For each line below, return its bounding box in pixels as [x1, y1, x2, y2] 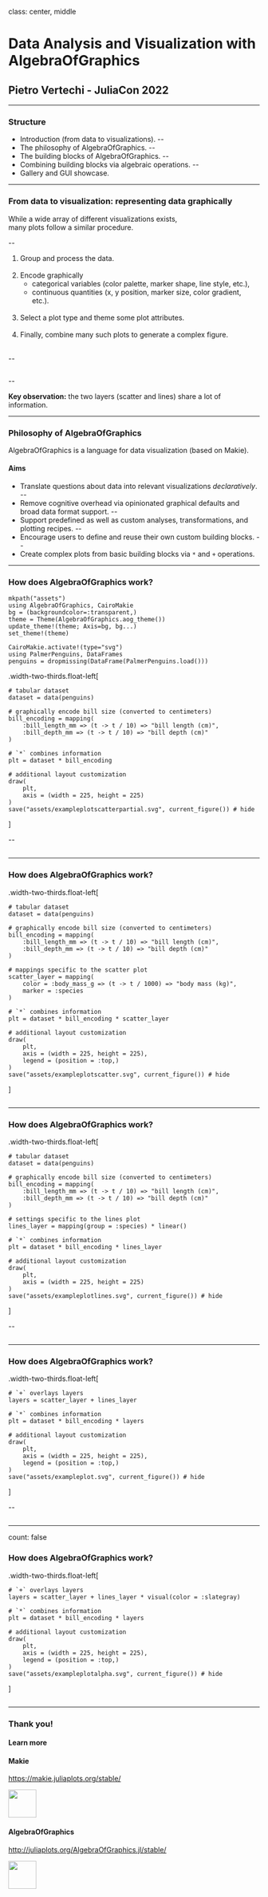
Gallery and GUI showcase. [19, 168, 110, 178]
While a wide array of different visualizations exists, [8, 214, 178, 223]
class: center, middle [8, 7, 77, 16]
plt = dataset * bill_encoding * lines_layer [8, 1243, 162, 1251]
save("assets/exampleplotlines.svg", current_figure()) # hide [8, 1292, 223, 1300]
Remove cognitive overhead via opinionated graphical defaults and [19, 499, 240, 508]
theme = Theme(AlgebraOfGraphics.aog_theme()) [8, 616, 166, 624]
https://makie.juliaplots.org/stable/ [8, 1774, 121, 1784]
